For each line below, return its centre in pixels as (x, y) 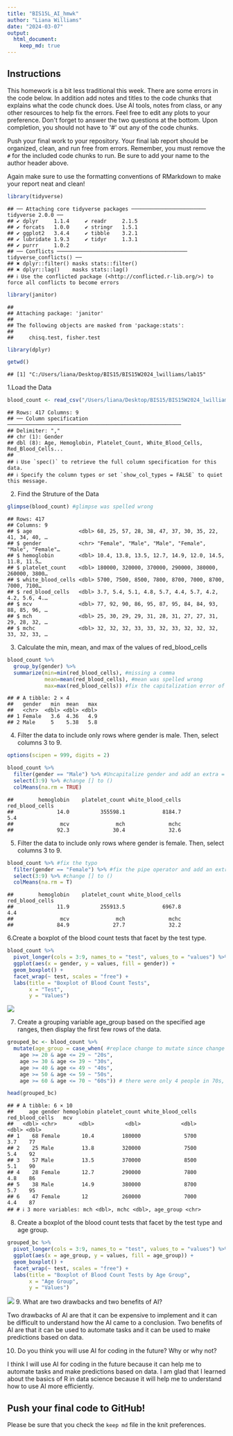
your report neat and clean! (46, 184)
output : (18, 33)
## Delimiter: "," (34, 431)
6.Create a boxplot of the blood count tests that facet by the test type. (107, 938)
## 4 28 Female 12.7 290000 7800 (102, 1173)
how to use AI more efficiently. (51, 1386)
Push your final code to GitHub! (76, 1408)
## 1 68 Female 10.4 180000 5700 (102, 1136)
